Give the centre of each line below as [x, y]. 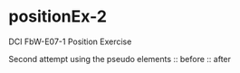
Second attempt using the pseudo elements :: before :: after [120, 59]
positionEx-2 [58, 17]
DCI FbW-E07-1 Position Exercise [70, 41]
